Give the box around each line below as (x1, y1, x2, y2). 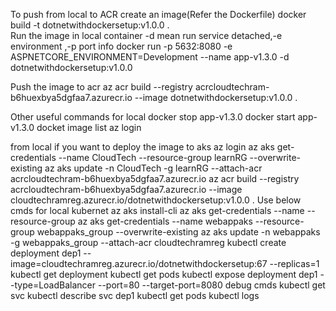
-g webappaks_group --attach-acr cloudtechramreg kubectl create (10, 237, 287, 248)
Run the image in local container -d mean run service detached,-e (10, 30, 283, 41)
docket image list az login (36, 122, 142, 133)
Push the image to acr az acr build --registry (10, 81, 193, 93)
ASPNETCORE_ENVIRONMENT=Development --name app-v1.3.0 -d (10, 51, 290, 63)
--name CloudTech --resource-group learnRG (58, 152, 248, 163)
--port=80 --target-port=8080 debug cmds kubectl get (97, 279, 326, 291)
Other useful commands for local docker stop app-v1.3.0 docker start (10, 111, 296, 123)
